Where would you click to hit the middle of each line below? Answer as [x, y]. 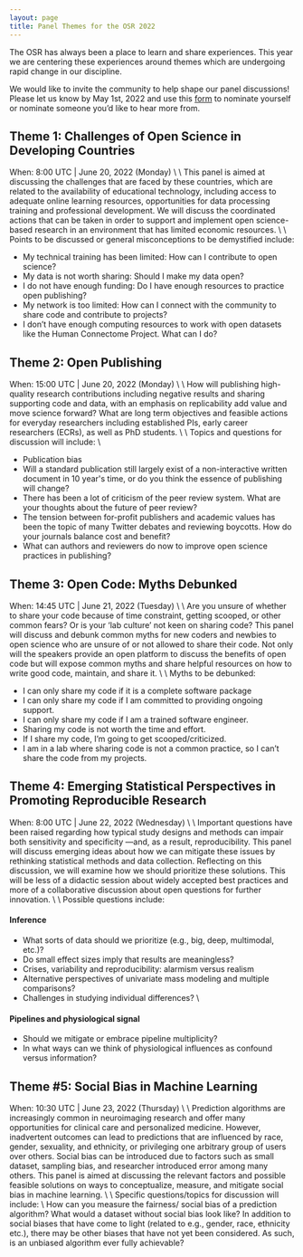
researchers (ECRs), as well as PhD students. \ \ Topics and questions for [146, 433]
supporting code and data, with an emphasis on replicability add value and [148, 404]
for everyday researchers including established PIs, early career [129, 423]
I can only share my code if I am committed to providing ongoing [142, 700]
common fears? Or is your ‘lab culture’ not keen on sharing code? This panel [151, 624]
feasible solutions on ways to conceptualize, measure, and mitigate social [147, 1185]
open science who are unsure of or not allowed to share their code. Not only [151, 644]
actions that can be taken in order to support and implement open [132, 220]
